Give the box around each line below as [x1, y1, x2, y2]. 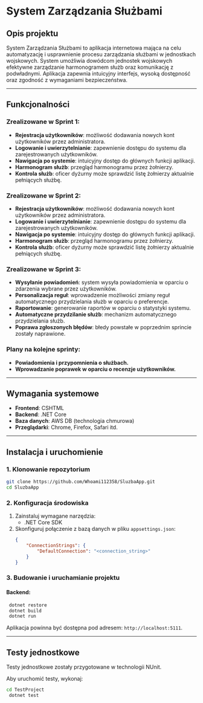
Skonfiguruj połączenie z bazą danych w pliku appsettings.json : [14, 525, 176, 533]
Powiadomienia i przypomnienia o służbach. [14, 359, 129, 366]
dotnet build [8, 608, 42, 614]
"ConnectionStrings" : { [26, 542, 86, 548]
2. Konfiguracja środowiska [6, 498, 89, 507]
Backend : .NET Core [14, 411, 66, 418]
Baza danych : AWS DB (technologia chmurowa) [14, 417, 135, 425]
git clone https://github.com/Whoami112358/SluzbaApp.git [6, 479, 155, 485]
